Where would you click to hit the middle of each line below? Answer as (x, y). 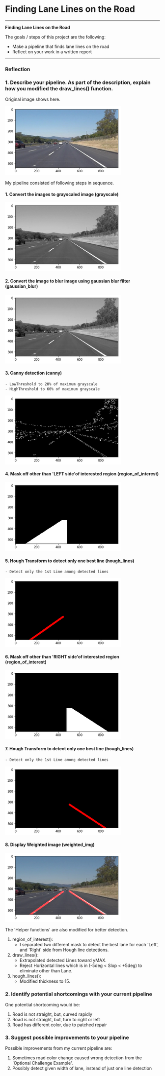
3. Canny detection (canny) (34, 373)
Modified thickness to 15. (45, 981)
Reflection (18, 69)
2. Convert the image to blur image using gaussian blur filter (68, 281)
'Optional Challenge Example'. (42, 1063)
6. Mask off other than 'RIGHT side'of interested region (62, 656)
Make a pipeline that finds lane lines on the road (61, 46)
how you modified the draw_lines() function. (59, 88)
